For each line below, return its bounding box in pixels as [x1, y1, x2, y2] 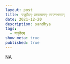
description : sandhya [5, 21, 51, 27]
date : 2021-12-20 [5, 17, 42, 22]
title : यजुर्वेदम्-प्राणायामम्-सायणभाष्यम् [5, 12, 65, 17]
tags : [5, 26, 17, 31]
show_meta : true [5, 36, 40, 41]
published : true [5, 40, 40, 45]
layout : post [5, 7, 33, 13]
